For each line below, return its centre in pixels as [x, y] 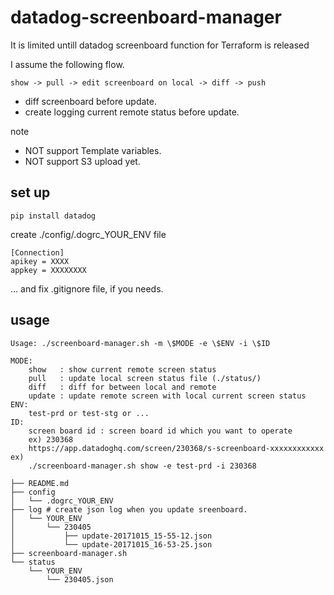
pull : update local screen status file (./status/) [145, 378]
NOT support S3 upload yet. [82, 161]
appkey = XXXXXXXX [48, 270]
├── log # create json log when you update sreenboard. [129, 509]
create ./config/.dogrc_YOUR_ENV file [88, 234]
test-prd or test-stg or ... [89, 413]
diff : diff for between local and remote [122, 387]
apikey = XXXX [40, 261]
